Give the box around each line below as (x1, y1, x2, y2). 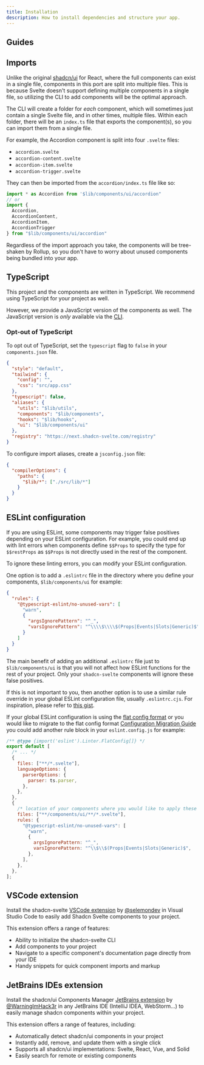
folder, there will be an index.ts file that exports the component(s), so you (6, 118, 192, 125)
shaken (6, 247, 25, 255)
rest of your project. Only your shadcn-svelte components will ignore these (6, 670, 194, 678)
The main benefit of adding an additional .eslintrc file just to (6, 657, 160, 664)
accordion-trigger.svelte (15, 168, 81, 174)
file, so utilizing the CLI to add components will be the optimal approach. (6, 93, 187, 100)
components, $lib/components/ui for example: (6, 578, 123, 585)
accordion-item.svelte (15, 162, 73, 168)
